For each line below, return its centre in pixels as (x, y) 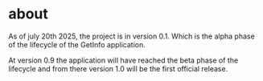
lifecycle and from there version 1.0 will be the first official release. (118, 68)
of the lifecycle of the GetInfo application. (77, 44)
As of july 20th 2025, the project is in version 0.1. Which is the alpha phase (131, 36)
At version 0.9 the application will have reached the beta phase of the (123, 60)
